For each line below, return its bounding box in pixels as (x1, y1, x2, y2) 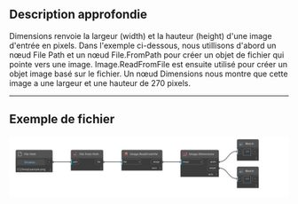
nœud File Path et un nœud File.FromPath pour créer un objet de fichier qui (9, 49, 285, 60)
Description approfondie (9, 7, 148, 22)
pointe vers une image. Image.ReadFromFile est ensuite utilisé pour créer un (9, 59, 288, 69)
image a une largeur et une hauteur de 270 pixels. (9, 77, 191, 88)
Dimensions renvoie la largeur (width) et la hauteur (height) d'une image (9, 30, 272, 41)
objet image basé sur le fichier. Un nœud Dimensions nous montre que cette (9, 68, 288, 79)
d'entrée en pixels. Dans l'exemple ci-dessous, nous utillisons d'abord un (9, 40, 277, 51)
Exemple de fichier (9, 112, 115, 127)
